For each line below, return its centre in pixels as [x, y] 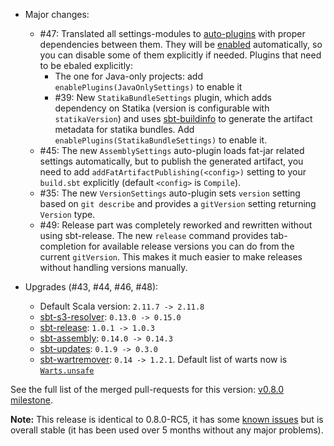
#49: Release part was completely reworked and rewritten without [176, 225]
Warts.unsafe [67, 371]
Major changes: [57, 14]
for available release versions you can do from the [191, 246]
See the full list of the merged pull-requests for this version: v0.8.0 [147, 389]
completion [63, 246]
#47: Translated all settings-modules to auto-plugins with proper [172, 33]
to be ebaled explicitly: [86, 65]
